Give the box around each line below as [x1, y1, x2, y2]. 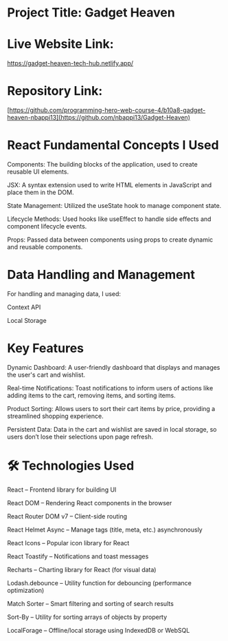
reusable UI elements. [7, 167, 69, 176]
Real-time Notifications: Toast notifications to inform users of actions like [7, 383, 214, 392]
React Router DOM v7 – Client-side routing [7, 512, 128, 521]
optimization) [7, 586, 45, 594]
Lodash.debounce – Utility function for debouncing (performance [7, 578, 192, 587]
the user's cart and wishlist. [7, 370, 86, 379]
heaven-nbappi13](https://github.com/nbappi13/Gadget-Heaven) [7, 114, 191, 122]
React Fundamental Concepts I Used [7, 138, 219, 153]
